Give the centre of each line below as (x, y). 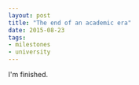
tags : (17, 37)
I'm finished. (28, 74)
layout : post (29, 15)
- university (29, 52)
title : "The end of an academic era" (70, 23)
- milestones (29, 45)
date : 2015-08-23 (37, 30)
